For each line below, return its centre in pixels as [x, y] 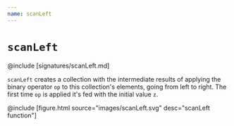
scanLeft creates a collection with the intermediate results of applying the [114, 79]
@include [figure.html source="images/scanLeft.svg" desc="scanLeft [109, 108]
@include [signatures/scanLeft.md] [58, 65]
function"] [22, 115]
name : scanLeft [30, 14]
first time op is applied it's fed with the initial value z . [83, 94]
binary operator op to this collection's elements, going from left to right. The [117, 87]
